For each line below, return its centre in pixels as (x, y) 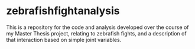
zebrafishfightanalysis (63, 11)
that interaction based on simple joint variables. (64, 40)
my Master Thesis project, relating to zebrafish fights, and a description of (97, 33)
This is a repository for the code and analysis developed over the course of (97, 27)
